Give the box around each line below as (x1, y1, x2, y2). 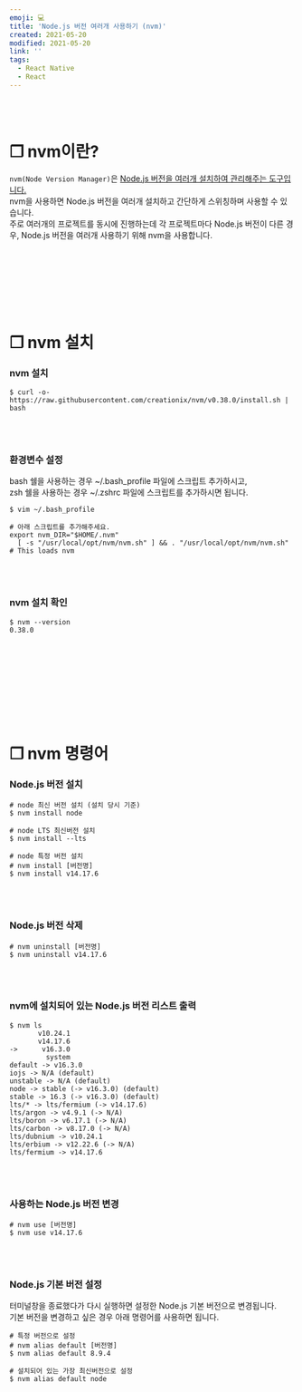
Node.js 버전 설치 (9, 778, 83, 790)
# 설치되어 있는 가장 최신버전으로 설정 (9, 1367, 133, 1376)
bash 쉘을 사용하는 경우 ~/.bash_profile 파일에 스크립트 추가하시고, (9, 476, 248, 487)
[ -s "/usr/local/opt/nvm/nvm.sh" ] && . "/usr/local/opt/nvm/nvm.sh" (17, 538, 289, 548)
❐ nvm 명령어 (9, 743, 109, 764)
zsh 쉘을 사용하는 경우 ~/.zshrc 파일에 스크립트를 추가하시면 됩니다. (9, 487, 249, 498)
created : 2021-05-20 (9, 30, 88, 39)
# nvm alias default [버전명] (9, 1341, 118, 1350)
